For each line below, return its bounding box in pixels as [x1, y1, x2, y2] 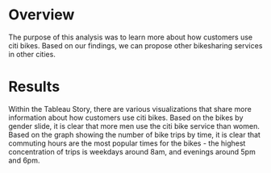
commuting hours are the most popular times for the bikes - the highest [8, 138, 246, 148]
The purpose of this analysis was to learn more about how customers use [8, 32, 252, 42]
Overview [8, 6, 75, 24]
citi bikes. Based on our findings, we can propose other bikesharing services [8, 40, 263, 50]
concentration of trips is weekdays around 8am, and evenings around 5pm [8, 146, 256, 156]
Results [8, 78, 60, 96]
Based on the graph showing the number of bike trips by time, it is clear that [8, 130, 261, 139]
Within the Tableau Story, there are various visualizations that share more [8, 104, 252, 113]
